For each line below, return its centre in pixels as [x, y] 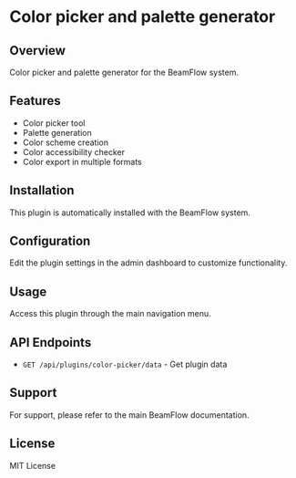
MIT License [33, 465]
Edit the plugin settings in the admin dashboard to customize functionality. [148, 263]
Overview [38, 51]
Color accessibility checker [74, 151]
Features [35, 101]
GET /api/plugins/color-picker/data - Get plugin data [125, 364]
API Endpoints [51, 343]
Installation [42, 190]
